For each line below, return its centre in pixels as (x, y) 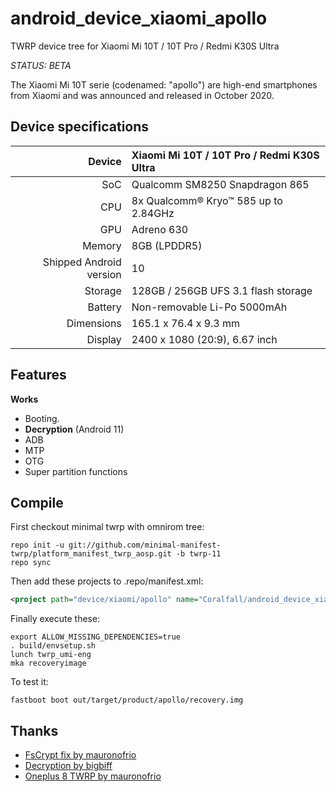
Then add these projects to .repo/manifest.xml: (107, 581)
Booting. (42, 418)
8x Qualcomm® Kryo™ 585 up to (207, 200)
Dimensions (94, 323)
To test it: (29, 682)
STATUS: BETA (41, 65)
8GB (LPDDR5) (167, 245)
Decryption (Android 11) (74, 429)
